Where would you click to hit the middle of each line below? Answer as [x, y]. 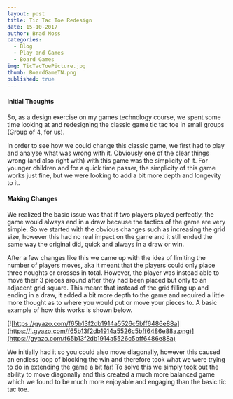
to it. [14, 182]
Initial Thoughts [31, 101]
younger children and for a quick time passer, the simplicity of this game [111, 168]
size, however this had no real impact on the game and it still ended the [110, 236]
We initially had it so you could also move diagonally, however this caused [114, 352]
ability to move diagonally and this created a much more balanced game [111, 374]
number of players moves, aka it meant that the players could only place [111, 265]
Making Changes [33, 199]
